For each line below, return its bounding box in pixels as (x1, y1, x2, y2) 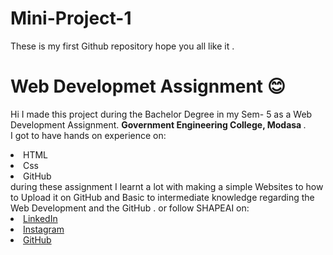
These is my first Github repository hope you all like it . (10, 40, 235, 52)
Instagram (23, 223, 65, 235)
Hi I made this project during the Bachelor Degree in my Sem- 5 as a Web (10, 108, 313, 120)
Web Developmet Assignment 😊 (10, 75, 286, 98)
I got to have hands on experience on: (10, 129, 167, 141)
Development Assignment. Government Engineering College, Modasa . (10, 118, 307, 131)
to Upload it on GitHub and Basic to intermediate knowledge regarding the (10, 191, 315, 203)
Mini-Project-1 (10, 7, 132, 30)
